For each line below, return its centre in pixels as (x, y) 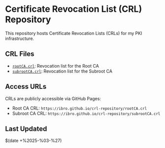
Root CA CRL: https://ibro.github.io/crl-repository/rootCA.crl (80, 108)
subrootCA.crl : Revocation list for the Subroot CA (62, 71)
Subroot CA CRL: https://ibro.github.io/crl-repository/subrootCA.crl (86, 113)
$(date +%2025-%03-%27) (33, 141)
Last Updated (26, 129)
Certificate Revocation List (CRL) (74, 9)
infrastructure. (20, 38)
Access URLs (26, 87)
